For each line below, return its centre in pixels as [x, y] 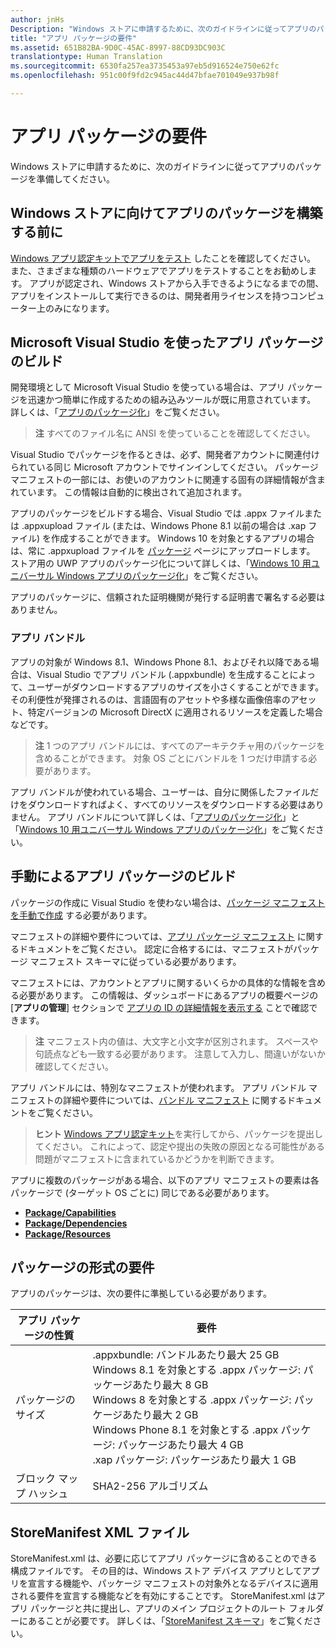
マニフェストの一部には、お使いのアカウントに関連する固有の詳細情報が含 [163, 480]
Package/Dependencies [76, 1223]
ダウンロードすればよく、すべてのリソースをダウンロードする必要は [167, 804]
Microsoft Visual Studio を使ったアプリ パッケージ [167, 342]
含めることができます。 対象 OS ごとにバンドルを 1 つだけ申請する [171, 758]
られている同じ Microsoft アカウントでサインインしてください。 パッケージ [164, 467]
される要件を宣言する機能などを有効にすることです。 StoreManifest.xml [158, 1596]
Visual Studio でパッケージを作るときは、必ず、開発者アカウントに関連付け [165, 455]
